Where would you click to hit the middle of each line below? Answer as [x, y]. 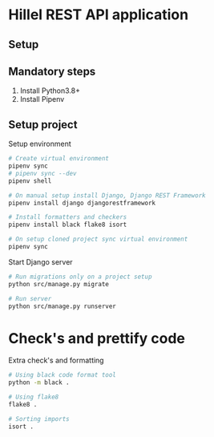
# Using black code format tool [62, 375]
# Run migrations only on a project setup [80, 277]
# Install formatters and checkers [68, 217]
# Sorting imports [39, 419]
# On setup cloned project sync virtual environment [98, 239]
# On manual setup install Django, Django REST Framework [107, 195]
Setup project [43, 125]
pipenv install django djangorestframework [82, 203]
